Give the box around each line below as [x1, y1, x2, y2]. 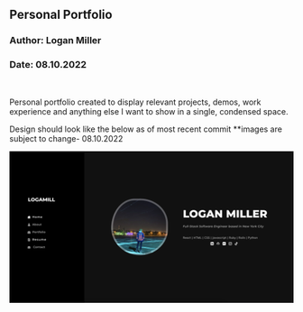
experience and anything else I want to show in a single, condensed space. [9, 106, 289, 116]
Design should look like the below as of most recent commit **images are [9, 124, 282, 134]
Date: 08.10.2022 [9, 59, 87, 71]
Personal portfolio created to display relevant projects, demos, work [9, 96, 262, 107]
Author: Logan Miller [9, 34, 102, 47]
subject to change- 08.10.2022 [9, 133, 124, 143]
